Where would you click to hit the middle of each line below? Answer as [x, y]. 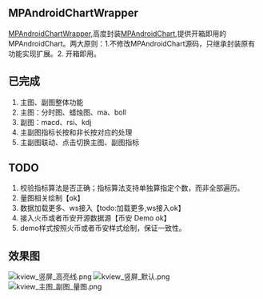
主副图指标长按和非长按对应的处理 [76, 132]
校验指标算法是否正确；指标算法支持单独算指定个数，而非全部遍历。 [132, 188]
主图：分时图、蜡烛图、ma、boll [73, 112]
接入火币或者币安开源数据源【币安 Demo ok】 [95, 218]
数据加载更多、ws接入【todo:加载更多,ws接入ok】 [102, 208]
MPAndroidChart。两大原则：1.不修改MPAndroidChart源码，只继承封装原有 [132, 43]
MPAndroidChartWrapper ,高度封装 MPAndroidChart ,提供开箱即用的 [117, 33]
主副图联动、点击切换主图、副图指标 [80, 142]
